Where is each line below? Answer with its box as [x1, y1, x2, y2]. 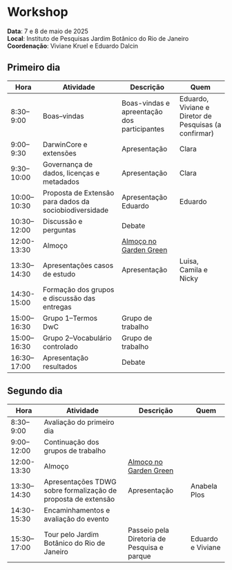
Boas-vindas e [122, 98, 171, 108]
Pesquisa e [127, 542, 164, 552]
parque [127, 551, 151, 560]
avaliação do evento [43, 514, 109, 524]
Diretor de [179, 111, 212, 121]
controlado [42, 341, 78, 351]
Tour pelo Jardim [43, 529, 99, 539]
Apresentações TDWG [43, 477, 117, 486]
